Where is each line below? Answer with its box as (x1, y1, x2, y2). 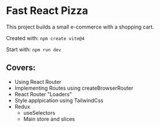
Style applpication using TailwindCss (14, 97, 104, 104)
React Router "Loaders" (14, 90, 72, 97)
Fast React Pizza (6, 4, 88, 17)
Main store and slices (23, 115, 75, 122)
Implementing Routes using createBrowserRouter (14, 84, 134, 91)
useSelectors (23, 109, 56, 116)
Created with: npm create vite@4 (6, 34, 85, 41)
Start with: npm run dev (6, 45, 62, 53)
